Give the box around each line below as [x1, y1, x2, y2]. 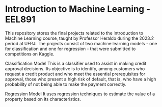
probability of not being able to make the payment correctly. [5, 81, 127, 87]
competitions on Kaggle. [5, 51, 54, 57]
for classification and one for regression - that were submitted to [5, 46, 136, 52]
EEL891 [5, 14, 36, 25]
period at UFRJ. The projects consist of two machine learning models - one [5, 40, 157, 46]
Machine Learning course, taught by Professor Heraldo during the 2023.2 [5, 35, 154, 41]
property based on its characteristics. [5, 96, 81, 102]
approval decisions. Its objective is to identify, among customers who [5, 65, 145, 72]
